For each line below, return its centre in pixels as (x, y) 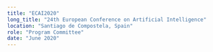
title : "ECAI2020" (33, 13)
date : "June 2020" (33, 38)
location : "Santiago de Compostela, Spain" (70, 26)
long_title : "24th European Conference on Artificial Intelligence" (107, 20)
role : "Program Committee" (46, 32)
